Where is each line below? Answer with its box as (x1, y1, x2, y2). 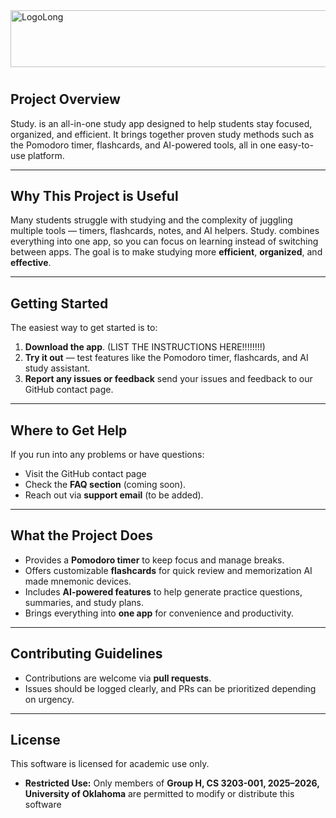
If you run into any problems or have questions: (10, 449, 205, 461)
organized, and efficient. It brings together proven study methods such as (10, 128, 315, 140)
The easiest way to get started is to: (10, 322, 158, 334)
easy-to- (278, 139, 314, 151)
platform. (27, 149, 65, 161)
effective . (10, 257, 52, 269)
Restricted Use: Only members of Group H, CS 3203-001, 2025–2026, (24, 777, 320, 789)
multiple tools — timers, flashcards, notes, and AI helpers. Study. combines (10, 225, 320, 237)
